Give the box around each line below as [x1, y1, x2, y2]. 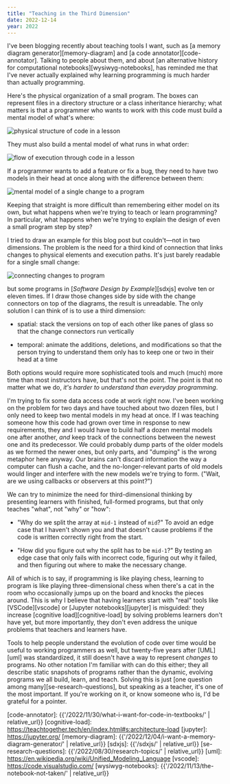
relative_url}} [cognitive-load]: [7, 718, 92, 726]
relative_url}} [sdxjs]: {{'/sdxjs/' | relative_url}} [69, 740, 200, 748]
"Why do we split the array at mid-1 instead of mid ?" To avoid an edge [16, 518, 214, 527]
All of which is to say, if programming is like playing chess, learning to [7, 574, 205, 582]
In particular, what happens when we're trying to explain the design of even [7, 215, 221, 224]
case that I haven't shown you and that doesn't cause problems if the [16, 526, 213, 534]
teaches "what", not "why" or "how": [7, 505, 111, 513]
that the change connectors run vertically [16, 328, 135, 336]
